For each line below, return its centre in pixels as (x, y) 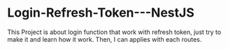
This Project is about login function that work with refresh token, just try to (114, 32)
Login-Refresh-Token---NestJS (101, 13)
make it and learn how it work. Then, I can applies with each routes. (105, 39)
